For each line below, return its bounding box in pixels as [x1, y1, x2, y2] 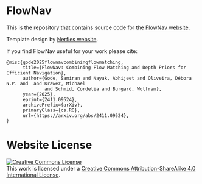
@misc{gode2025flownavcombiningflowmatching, [6, 59, 124, 65]
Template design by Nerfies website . [6, 35, 99, 43]
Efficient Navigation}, [6, 69, 67, 76]
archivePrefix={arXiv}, [22, 102, 83, 108]
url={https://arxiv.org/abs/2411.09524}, [22, 112, 130, 119]
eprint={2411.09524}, [22, 96, 78, 102]
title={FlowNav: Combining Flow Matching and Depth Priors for [22, 65, 187, 71]
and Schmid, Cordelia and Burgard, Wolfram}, [44, 86, 162, 92]
